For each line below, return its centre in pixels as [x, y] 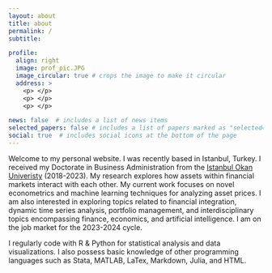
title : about [30, 23]
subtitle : [25, 38]
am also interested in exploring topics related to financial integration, [123, 201]
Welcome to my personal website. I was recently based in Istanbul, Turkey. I [135, 158]
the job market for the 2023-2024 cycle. [76, 227]
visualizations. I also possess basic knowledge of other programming [123, 251]
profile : [23, 53]
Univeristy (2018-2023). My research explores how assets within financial [132, 176]
